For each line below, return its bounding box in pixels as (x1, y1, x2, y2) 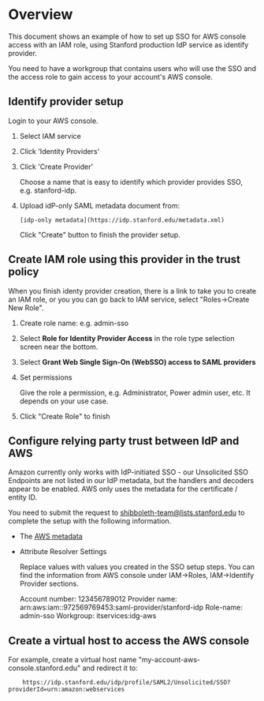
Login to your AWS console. (8, 116, 99, 126)
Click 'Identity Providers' (19, 146, 100, 156)
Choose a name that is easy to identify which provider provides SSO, (19, 177, 243, 186)
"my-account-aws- (138, 655, 201, 665)
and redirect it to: (82, 663, 138, 673)
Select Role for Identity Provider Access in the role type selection (19, 333, 235, 343)
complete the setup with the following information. (8, 516, 172, 526)
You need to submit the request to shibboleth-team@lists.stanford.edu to (8, 508, 245, 518)
